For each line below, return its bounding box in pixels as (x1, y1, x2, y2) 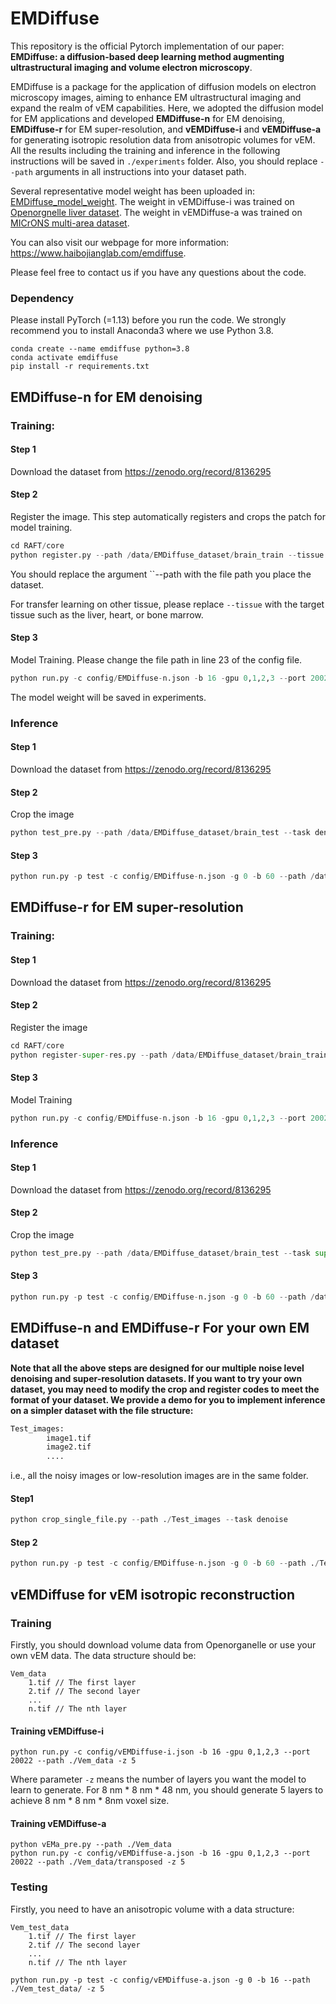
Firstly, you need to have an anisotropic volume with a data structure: (10, 1903, 295, 1915)
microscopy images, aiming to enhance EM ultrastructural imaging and (10, 91, 302, 103)
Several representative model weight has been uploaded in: (10, 185, 256, 197)
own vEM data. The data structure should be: (10, 1650, 197, 1662)
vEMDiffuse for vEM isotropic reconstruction (10, 1586, 296, 1603)
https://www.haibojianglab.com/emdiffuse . (10, 247, 187, 259)
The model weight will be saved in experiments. (10, 691, 207, 703)
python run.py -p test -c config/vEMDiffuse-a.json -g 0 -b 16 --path (10, 1975, 311, 1985)
